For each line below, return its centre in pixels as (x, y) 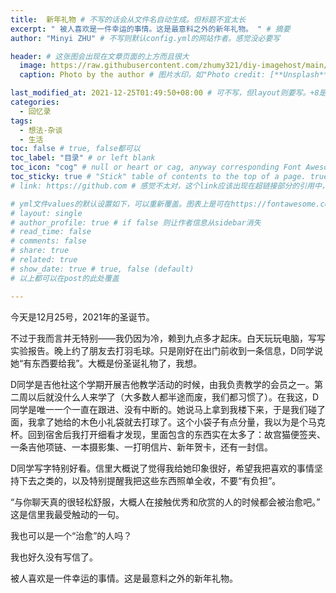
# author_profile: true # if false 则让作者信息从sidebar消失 (136, 222)
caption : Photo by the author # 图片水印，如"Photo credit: (142, 75)
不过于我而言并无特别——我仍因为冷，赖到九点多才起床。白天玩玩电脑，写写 (168, 338)
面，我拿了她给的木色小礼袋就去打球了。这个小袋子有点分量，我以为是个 (159, 422)
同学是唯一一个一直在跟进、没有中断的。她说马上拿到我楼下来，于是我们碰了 (168, 409)
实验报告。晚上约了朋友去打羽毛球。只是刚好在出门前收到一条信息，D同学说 (167, 350)
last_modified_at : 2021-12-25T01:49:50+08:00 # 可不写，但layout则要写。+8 (165, 93)
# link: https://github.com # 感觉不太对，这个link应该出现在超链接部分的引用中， (170, 186)
